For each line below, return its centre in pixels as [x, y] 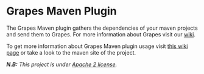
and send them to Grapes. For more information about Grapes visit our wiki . [101, 34]
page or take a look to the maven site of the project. [71, 52]
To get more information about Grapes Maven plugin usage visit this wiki [97, 46]
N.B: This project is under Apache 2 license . [62, 64]
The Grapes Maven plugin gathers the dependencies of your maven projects [102, 28]
